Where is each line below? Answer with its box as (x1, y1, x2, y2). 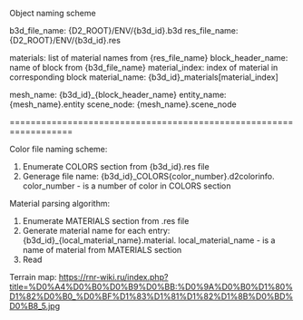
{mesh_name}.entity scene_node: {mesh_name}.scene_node (9, 99, 238, 110)
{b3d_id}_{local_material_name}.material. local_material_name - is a (22, 235, 276, 246)
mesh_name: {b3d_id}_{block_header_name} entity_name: (9, 90, 227, 100)
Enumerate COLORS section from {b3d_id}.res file (22, 161, 210, 171)
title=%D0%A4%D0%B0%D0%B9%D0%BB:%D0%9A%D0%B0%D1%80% (9, 281, 293, 292)
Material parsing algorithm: (9, 199, 111, 208)
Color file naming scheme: (9, 144, 108, 154)
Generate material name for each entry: (22, 226, 171, 236)
